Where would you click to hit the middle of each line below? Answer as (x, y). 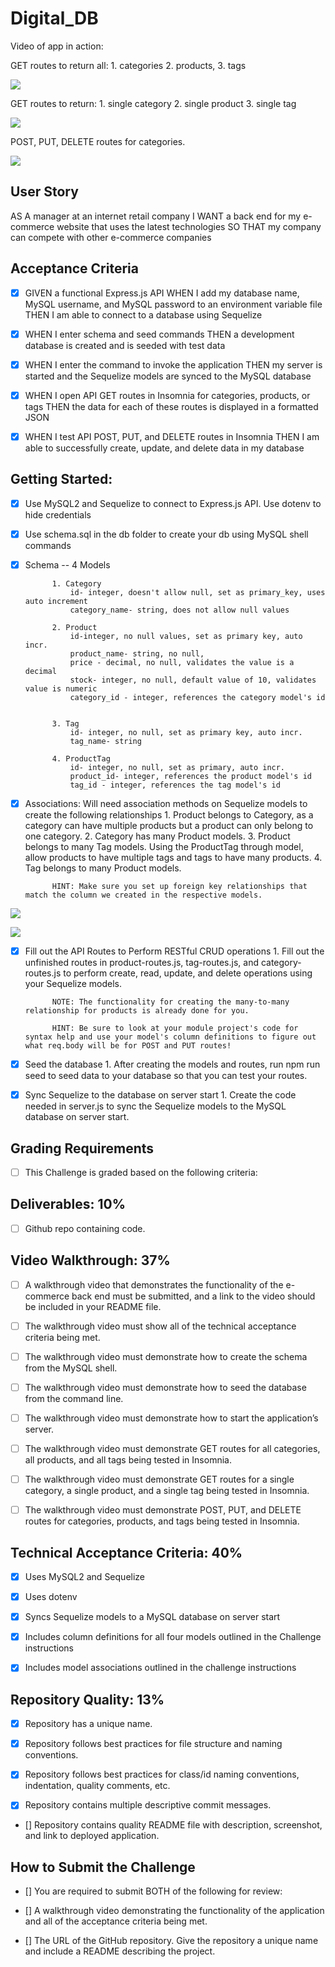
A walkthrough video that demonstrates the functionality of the (154, 1284)
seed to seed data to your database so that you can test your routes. (166, 1076)
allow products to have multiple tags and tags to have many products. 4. (173, 857)
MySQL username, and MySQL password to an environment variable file (173, 304)
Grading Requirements (82, 1148)
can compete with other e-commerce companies (111, 237)
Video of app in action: (57, 46)
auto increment (56, 601)
